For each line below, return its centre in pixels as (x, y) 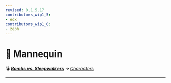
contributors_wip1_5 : (28, 15)
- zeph (12, 29)
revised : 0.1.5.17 (25, 10)
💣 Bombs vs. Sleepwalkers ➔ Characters (50, 69)
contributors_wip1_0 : (28, 24)
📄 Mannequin (34, 54)
